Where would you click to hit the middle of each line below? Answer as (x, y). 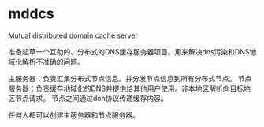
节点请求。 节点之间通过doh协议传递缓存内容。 (91, 98)
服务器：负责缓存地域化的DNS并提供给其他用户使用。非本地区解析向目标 (126, 88)
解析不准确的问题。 (53, 62)
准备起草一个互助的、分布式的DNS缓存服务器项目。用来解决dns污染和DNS (129, 51)
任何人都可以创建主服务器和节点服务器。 (74, 114)
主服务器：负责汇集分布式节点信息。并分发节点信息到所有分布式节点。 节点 (130, 78)
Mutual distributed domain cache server (73, 35)
